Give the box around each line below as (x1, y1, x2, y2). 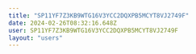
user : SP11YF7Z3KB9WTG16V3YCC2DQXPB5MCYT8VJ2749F (8, 26, 179, 34)
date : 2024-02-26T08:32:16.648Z (8, 19, 117, 27)
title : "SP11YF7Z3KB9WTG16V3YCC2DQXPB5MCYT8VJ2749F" (8, 11, 190, 20)
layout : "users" (8, 33, 63, 42)
